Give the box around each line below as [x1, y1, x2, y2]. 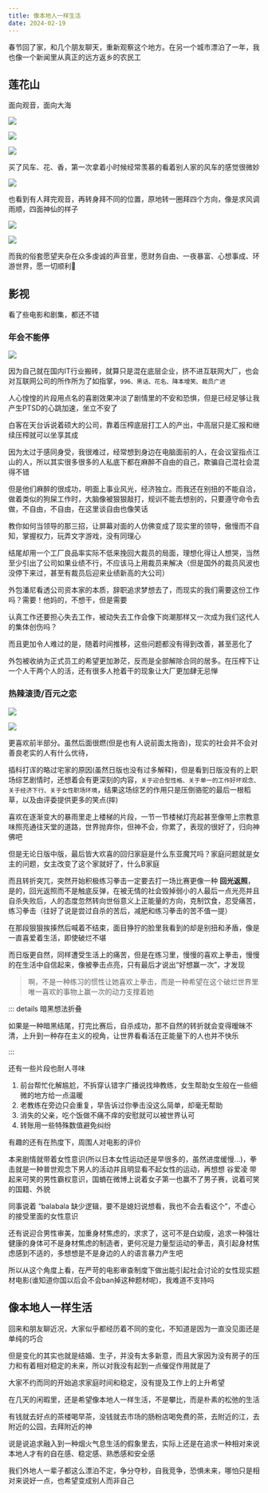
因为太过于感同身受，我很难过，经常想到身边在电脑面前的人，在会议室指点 [8, 447, 253, 457]
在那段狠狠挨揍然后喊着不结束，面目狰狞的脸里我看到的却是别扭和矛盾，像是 [8, 923, 260, 932]
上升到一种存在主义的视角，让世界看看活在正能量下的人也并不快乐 [22, 1031, 239, 1040]
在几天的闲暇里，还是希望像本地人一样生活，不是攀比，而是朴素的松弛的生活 [8, 1395, 260, 1404]
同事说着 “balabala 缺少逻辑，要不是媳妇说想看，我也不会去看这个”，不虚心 [8, 1201, 256, 1211]
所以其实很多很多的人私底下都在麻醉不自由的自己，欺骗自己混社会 [35, 457, 253, 467]
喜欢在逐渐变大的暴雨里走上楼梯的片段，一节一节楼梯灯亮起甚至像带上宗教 [8, 812, 253, 821]
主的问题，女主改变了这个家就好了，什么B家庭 [8, 859, 160, 868]
